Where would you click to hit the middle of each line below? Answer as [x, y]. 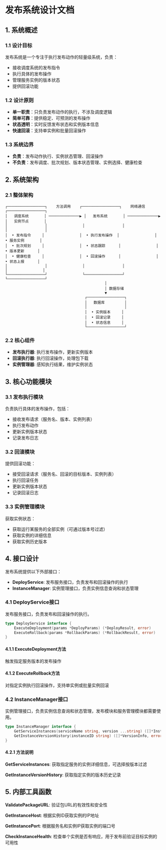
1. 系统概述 [21, 30]
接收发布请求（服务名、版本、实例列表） [53, 419]
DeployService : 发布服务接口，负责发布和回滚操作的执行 [70, 582]
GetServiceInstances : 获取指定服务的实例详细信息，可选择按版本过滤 [76, 764]
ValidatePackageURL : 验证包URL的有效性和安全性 [56, 805]
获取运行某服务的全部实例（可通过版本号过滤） [60, 529]
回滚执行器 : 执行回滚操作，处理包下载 [50, 358]
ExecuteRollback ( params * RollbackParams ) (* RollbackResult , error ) [85, 632]
